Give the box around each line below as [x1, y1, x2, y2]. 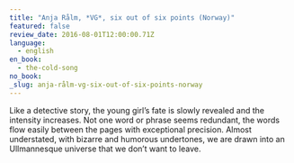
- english [17, 47, 54, 56]
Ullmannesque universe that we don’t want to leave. [9, 143, 201, 154]
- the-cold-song [17, 64, 78, 73]
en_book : [9, 55, 42, 64]
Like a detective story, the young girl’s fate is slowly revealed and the [9, 104, 265, 115]
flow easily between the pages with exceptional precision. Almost [9, 123, 252, 135]
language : [9, 38, 47, 48]
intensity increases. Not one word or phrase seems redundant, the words [9, 114, 281, 125]
